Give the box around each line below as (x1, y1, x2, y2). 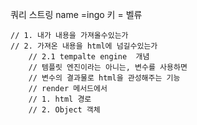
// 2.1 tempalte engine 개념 (28, 52, 150, 62)
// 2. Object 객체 (28, 105, 101, 115)
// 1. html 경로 (28, 94, 92, 104)
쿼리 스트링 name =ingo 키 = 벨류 (10, 9, 143, 20)
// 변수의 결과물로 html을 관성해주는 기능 (28, 73, 181, 83)
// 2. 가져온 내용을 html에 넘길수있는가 (10, 41, 158, 51)
